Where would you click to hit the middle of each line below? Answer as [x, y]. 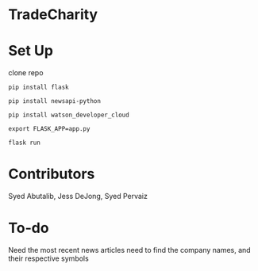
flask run [25, 143]
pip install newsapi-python [55, 101]
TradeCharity [53, 15]
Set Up [31, 51]
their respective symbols [48, 258]
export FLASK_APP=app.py [49, 129]
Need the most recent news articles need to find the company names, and [130, 250]
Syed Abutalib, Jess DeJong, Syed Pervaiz [78, 197]
